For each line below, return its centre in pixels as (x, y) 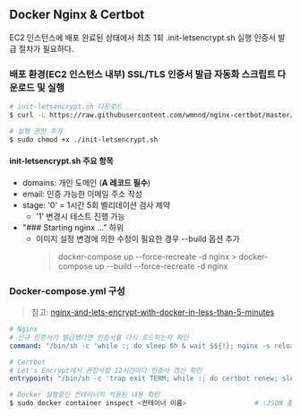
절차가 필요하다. (46, 48)
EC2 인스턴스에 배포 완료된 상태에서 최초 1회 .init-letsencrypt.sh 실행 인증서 (142, 37)
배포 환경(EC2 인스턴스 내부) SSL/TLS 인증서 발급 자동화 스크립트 (142, 74)
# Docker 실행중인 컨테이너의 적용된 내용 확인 (85, 395)
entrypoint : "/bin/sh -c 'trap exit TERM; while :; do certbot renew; (144, 379)
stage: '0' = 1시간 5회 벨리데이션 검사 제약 (96, 204)
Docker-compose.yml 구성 (67, 290)
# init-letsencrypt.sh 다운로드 (66, 107)
